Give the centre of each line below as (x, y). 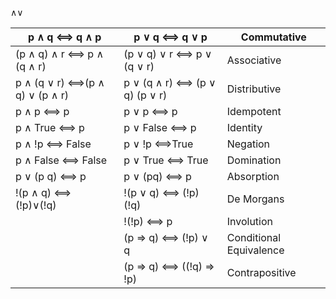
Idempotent (254, 111)
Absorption (253, 176)
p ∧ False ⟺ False (61, 160)
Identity (244, 127)
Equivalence (255, 250)
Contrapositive (261, 272)
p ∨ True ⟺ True (166, 160)
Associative (254, 60)
